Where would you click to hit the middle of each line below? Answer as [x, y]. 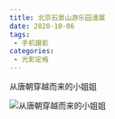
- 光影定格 [31, 59]
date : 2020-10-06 [42, 26]
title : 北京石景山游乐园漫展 [57, 18]
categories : [32, 51]
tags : [19, 34]
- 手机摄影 [31, 43]
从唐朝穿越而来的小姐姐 [53, 86]
